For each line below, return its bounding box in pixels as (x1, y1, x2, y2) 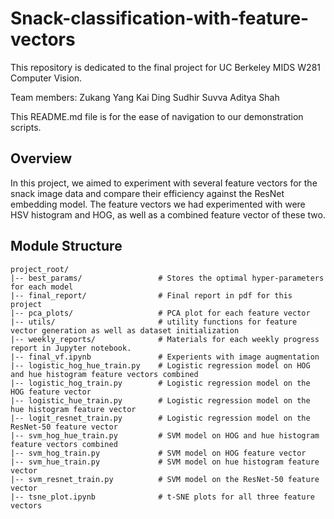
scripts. (10, 121, 42, 133)
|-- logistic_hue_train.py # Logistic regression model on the (10, 395, 311, 406)
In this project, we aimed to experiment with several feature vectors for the (10, 177, 318, 189)
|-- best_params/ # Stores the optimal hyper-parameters (10, 273, 325, 283)
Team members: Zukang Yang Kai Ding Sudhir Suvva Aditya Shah (10, 91, 280, 103)
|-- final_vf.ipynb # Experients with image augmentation (10, 352, 320, 362)
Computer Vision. (10, 72, 83, 84)
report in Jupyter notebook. (10, 343, 132, 353)
